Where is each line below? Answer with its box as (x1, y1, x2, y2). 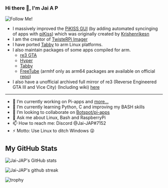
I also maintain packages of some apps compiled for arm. (12, 47, 131, 53)
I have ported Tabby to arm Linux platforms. (12, 42, 103, 48)
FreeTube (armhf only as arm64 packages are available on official (19, 68, 155, 74)
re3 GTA (19, 52, 37, 58)
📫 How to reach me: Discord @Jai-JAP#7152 (12, 120, 106, 126)
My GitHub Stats (5, 144, 57, 152)
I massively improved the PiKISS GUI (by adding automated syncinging (12, 26, 158, 32)
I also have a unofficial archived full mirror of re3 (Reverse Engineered (12, 79, 157, 85)
